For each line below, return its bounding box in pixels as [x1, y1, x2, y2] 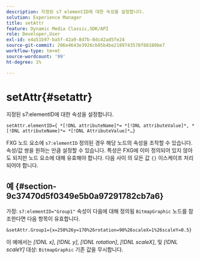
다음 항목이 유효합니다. [26, 215, 80, 222]
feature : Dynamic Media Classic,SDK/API [6, 25, 109, 32]
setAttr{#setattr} [6, 90, 93, 104]
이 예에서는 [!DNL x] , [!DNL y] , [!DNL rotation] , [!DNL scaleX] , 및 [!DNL [6, 239, 178, 246]
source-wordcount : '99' [6, 53, 66, 59]
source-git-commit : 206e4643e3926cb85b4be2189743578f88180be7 [6, 43, 165, 49]
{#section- [15, 181, 57, 191]
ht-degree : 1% [6, 59, 42, 65]
